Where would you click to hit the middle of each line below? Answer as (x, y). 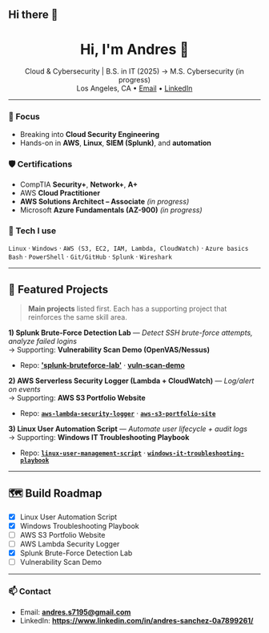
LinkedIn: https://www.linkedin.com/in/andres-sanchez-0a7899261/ (137, 620)
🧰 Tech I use (32, 231)
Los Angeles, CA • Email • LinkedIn (134, 88)
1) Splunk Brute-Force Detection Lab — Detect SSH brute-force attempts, (131, 333)
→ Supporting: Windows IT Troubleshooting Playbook (99, 437)
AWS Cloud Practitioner (60, 192)
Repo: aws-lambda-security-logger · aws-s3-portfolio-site (118, 413)
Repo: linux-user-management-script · (83, 453)
